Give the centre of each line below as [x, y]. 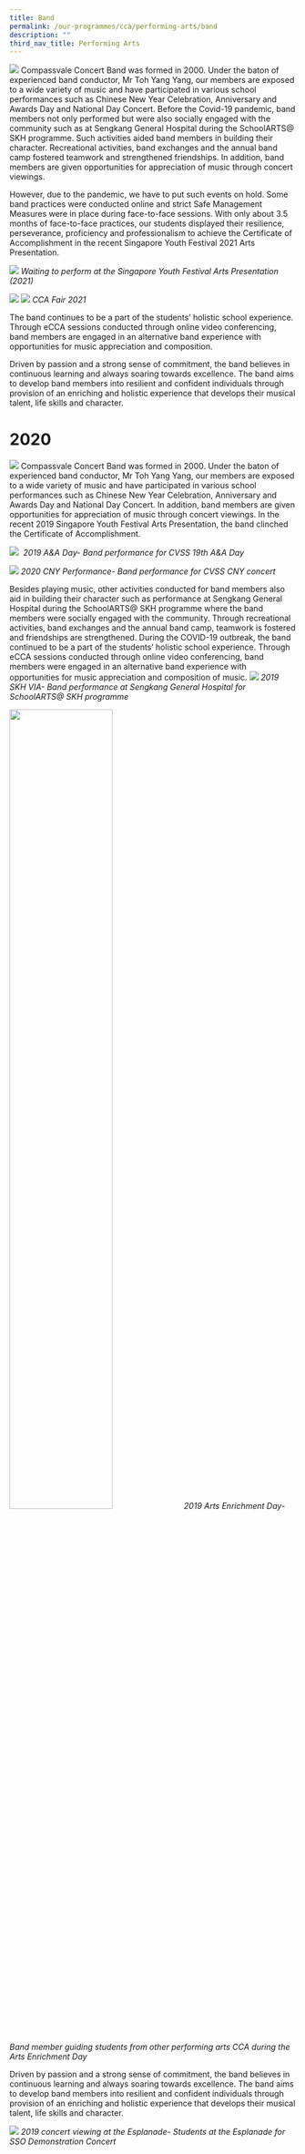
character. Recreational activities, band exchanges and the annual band [143, 148]
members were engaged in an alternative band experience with [128, 667]
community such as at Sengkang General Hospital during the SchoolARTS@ [152, 128]
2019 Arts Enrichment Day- [234, 1506]
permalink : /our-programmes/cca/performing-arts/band [114, 26]
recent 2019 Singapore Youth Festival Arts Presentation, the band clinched [149, 524]
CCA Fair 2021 [59, 300]
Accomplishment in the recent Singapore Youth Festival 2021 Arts [132, 243]
